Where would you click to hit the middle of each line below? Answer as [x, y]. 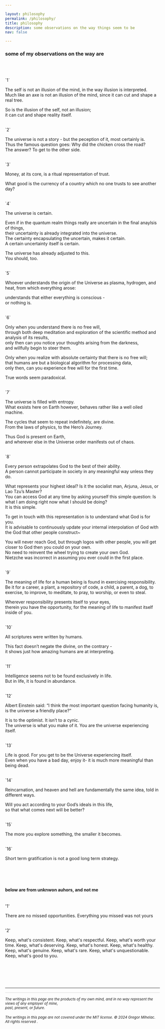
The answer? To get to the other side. [43, 150]
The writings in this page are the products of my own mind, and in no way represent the [79, 999]
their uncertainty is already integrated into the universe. [61, 233]
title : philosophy [24, 23]
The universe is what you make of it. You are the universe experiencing [77, 726]
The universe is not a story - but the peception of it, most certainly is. [75, 139]
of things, [15, 228]
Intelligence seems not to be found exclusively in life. [59, 676]
